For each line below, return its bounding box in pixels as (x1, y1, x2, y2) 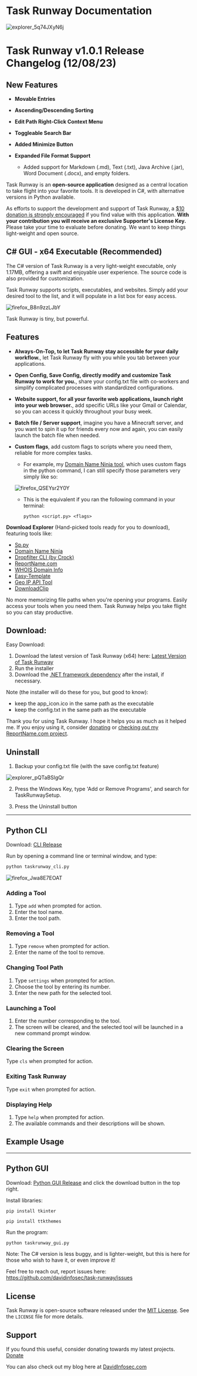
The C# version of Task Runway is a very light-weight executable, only (6, 262, 177, 269)
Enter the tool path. (14, 915, 62, 922)
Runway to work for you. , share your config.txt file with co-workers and (14, 378, 189, 385)
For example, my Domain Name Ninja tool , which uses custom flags (23, 460, 186, 467)
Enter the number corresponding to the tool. (14, 1017, 121, 1024)
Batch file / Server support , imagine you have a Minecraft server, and (14, 419, 184, 426)
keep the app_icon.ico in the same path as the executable (14, 700, 154, 707)
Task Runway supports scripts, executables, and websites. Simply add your (6, 286, 189, 293)
